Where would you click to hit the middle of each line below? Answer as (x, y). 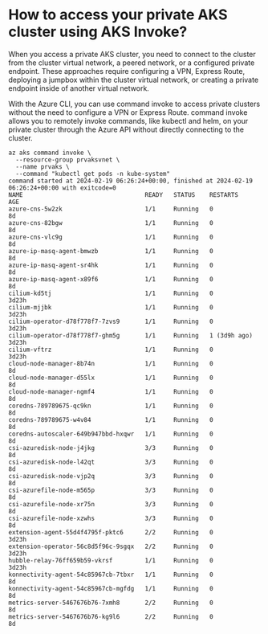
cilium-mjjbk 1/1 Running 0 (111, 307)
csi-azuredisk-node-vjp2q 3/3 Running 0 (111, 476)
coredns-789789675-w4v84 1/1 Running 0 (111, 419)
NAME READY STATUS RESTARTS (124, 194)
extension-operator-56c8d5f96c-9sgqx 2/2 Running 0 (111, 546)
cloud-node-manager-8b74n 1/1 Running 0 (111, 363)
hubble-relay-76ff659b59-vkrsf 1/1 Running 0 (111, 560)
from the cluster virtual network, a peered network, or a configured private (132, 63)
